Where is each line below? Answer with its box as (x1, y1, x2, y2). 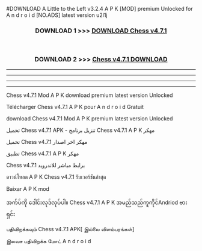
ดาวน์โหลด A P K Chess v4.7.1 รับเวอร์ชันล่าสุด (6, 173, 106, 180)
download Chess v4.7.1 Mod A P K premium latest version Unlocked (6, 114, 173, 122)
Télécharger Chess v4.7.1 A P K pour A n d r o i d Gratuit (6, 103, 144, 110)
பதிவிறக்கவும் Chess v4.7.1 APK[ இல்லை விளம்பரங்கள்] (6, 225, 135, 232)
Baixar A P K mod (6, 185, 50, 192)
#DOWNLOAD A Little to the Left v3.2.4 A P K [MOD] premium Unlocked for (6, 5, 194, 12)
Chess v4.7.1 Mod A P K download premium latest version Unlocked (6, 91, 173, 99)
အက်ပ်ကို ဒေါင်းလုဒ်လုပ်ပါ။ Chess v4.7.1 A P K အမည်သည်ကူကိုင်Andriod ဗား (6, 199, 188, 206)
